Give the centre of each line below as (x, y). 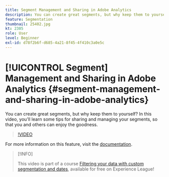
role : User (17, 33)
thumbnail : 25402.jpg (28, 24)
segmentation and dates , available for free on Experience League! (86, 169)
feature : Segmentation (29, 19)
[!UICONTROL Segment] (57, 67)
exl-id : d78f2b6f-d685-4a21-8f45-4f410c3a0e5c (55, 43)
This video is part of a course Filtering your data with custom (81, 163)
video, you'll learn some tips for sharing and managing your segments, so (81, 119)
